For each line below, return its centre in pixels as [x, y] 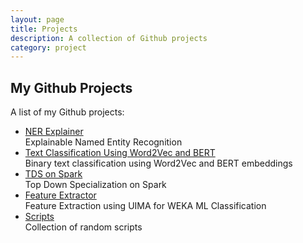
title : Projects [44, 29]
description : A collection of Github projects [109, 38]
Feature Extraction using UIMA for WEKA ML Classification [145, 206]
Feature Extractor [60, 195]
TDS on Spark [53, 174]
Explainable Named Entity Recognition [103, 142]
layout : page [37, 19]
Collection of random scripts [83, 227]
